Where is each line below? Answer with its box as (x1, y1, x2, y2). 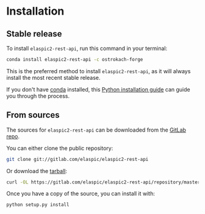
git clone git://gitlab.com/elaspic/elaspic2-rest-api (6, 156, 149, 162)
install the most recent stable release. (6, 74, 101, 81)
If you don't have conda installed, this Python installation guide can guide (6, 85, 190, 93)
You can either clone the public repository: (6, 144, 113, 152)
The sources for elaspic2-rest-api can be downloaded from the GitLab (6, 126, 186, 134)
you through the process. (6, 92, 70, 99)
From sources (6, 110, 60, 120)
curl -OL (6, 179, 29, 185)
